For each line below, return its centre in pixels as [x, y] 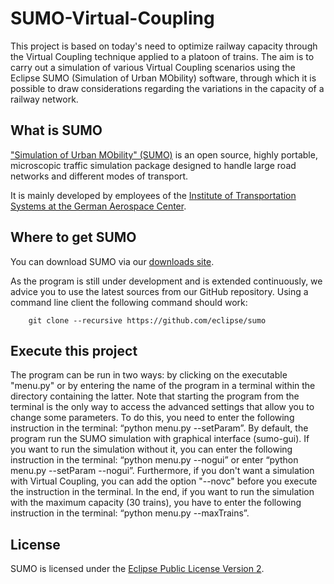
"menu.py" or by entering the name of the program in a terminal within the [163, 386]
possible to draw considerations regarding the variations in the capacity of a [167, 88]
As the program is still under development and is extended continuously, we [166, 281]
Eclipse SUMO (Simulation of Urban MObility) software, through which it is [163, 78]
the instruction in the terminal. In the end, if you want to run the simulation [162, 492]
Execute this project [74, 350]
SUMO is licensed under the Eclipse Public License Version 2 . [137, 569]
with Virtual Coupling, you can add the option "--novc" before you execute [164, 481]
